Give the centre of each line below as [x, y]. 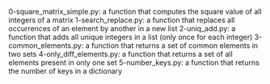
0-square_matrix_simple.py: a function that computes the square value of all [135, 12]
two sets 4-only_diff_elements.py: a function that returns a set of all [120, 54]
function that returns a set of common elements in [175, 46]
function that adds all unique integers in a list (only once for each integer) [131, 37]
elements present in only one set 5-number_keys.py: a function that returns [134, 62]
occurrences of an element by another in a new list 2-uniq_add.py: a [122, 28]
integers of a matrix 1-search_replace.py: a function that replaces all [122, 20]
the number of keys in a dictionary [65, 71]
